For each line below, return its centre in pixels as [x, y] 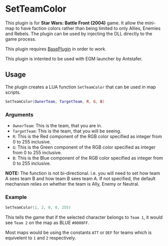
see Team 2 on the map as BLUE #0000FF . [47, 223]
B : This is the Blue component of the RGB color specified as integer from [88, 158]
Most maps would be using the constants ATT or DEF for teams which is [78, 233]
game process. [21, 39]
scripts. [13, 92]
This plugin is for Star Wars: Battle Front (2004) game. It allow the [74, 23]
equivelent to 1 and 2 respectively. [41, 238]
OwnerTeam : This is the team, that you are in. [57, 125]
